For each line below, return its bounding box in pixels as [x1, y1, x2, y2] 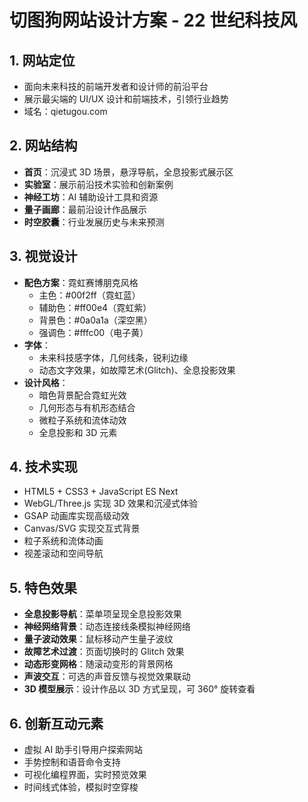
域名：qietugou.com [23, 106, 108, 117]
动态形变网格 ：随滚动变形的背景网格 [23, 658, 174, 670]
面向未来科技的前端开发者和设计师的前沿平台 [23, 81, 209, 92]
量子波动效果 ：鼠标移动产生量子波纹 [23, 633, 174, 645]
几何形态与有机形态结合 [38, 401, 136, 413]
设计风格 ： [23, 376, 69, 388]
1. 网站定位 [9, 52, 76, 69]
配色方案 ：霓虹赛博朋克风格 [23, 276, 139, 288]
